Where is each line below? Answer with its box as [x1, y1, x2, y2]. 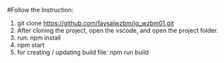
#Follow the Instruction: [7, 6, 74, 14]
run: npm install [16, 34, 61, 42]
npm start [16, 41, 45, 49]
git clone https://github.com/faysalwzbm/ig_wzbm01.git [16, 19, 175, 27]
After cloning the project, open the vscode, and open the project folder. [16, 27, 219, 34]
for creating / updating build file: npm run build [16, 48, 149, 56]
